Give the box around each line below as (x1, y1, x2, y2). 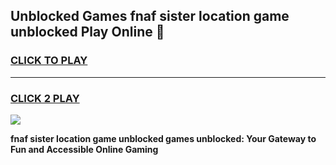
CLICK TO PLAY (10, 54, 88, 68)
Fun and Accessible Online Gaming (10, 143, 159, 155)
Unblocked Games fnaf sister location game (10, 8, 290, 25)
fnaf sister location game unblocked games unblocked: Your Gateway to (10, 132, 317, 144)
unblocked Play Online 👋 (10, 24, 165, 41)
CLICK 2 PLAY (10, 91, 80, 105)
